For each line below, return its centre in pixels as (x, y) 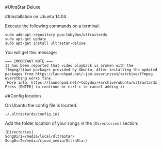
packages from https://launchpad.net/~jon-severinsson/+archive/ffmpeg (79, 74)
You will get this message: (31, 52)
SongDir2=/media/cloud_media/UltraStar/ (47, 141)
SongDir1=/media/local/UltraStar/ (40, 136)
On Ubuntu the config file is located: (41, 105)
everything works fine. (29, 78)
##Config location (23, 96)
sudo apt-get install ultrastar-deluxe (45, 43)
